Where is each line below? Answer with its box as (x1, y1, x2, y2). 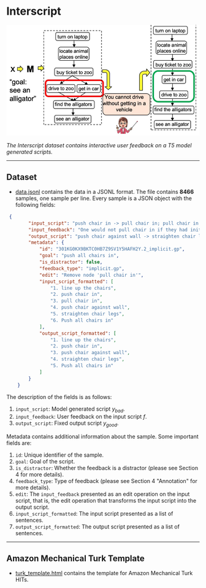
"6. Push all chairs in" (50, 317, 114, 323)
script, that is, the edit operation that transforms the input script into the (15, 497, 197, 505)
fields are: (6, 439, 32, 447)
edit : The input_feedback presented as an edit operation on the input (15, 490, 190, 498)
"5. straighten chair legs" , (50, 311, 124, 317)
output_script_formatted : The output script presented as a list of (15, 523, 180, 530)
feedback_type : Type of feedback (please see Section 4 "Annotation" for (15, 478, 198, 485)
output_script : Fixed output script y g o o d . (15, 419, 119, 428)
